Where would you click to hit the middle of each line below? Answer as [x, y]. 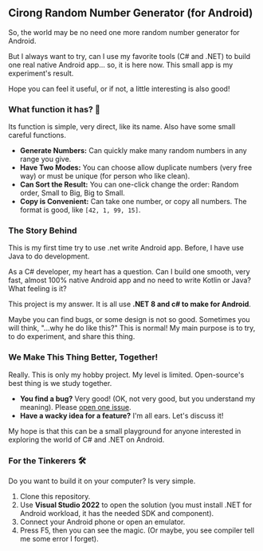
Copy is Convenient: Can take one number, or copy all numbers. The [133, 202]
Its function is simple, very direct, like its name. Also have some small [122, 127]
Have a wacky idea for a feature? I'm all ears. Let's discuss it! [122, 415]
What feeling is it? [37, 289]
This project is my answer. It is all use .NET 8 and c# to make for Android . [130, 304]
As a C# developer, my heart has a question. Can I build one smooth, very [129, 272]
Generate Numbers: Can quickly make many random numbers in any [133, 151]
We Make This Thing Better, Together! [83, 357]
